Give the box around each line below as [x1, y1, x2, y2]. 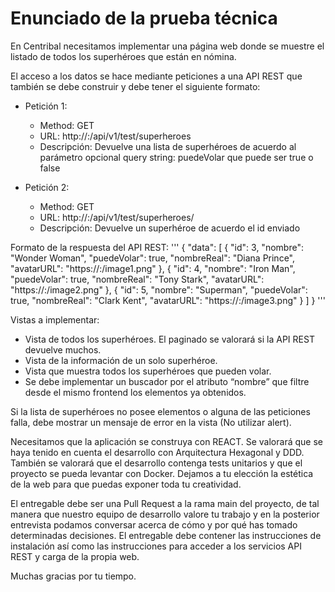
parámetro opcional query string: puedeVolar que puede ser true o [39, 151, 314, 163]
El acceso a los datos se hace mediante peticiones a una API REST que [10, 70, 303, 82]
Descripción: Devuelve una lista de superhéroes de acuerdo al [39, 140, 297, 152]
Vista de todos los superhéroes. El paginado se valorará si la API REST [24, 333, 315, 345]
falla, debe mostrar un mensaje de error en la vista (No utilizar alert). [10, 416, 292, 428]
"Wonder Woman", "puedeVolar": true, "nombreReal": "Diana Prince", [10, 252, 295, 264]
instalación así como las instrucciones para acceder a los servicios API [10, 540, 302, 552]
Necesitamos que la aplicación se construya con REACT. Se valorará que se [10, 435, 323, 447]
